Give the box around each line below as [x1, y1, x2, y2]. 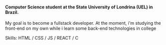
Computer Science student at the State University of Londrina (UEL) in [5, 4, 153, 10]
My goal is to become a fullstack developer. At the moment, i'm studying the [5, 20, 161, 26]
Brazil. [5, 9, 19, 15]
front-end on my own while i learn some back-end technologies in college [5, 25, 157, 32]
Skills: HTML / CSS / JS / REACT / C [5, 35, 79, 41]
